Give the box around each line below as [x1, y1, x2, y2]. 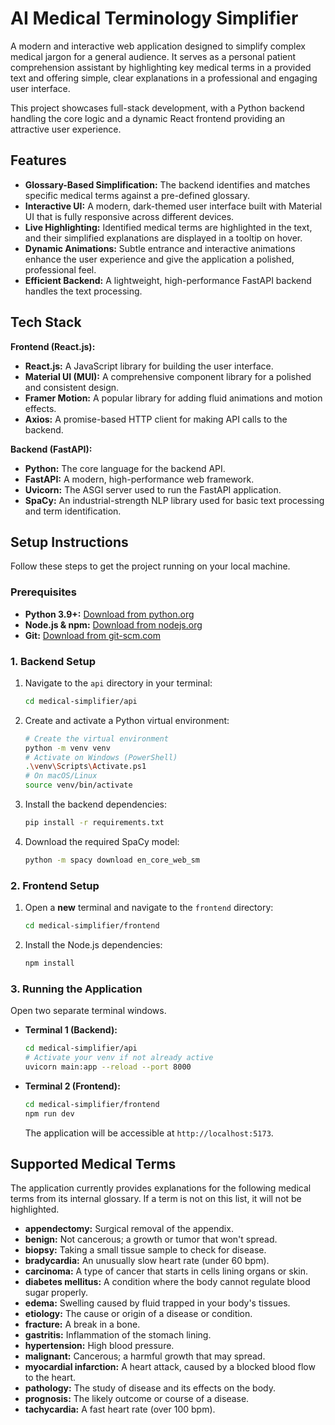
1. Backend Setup [10, 654, 97, 668]
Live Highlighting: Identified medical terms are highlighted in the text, [24, 221, 313, 233]
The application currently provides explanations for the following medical [10, 1182, 312, 1194]
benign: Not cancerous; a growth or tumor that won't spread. [24, 1233, 278, 1246]
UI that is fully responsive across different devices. [24, 210, 235, 222]
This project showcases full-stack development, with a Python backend [10, 102, 305, 114]
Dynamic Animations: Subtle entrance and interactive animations [24, 242, 296, 254]
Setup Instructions [10, 533, 129, 551]
